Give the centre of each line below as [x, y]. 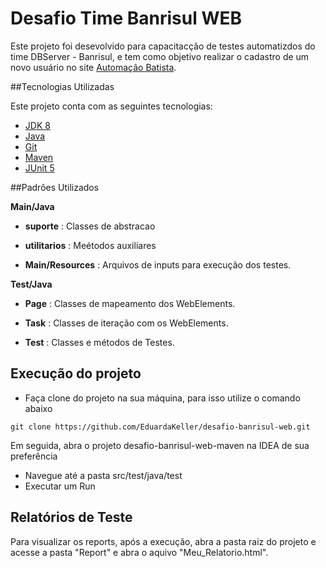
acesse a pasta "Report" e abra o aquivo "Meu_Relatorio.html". [139, 552]
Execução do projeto [76, 373]
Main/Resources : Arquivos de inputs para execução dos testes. [158, 264]
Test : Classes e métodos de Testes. [99, 342]
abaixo [38, 408]
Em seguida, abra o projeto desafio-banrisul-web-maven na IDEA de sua [160, 445]
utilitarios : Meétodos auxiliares [90, 245]
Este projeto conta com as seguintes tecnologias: [111, 106]
